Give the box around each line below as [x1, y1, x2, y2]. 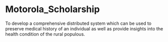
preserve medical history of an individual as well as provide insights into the [5, 25, 163, 31]
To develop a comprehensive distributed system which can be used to [5, 20, 152, 26]
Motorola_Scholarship [5, 4, 100, 15]
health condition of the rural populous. [5, 31, 85, 37]
